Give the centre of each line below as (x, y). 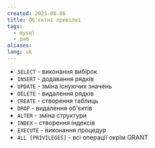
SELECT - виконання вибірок (57, 71)
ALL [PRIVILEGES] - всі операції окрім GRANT (83, 137)
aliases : (20, 45)
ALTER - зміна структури (52, 115)
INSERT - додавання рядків (56, 78)
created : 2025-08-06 (37, 13)
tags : (15, 26)
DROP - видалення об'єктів (55, 108)
